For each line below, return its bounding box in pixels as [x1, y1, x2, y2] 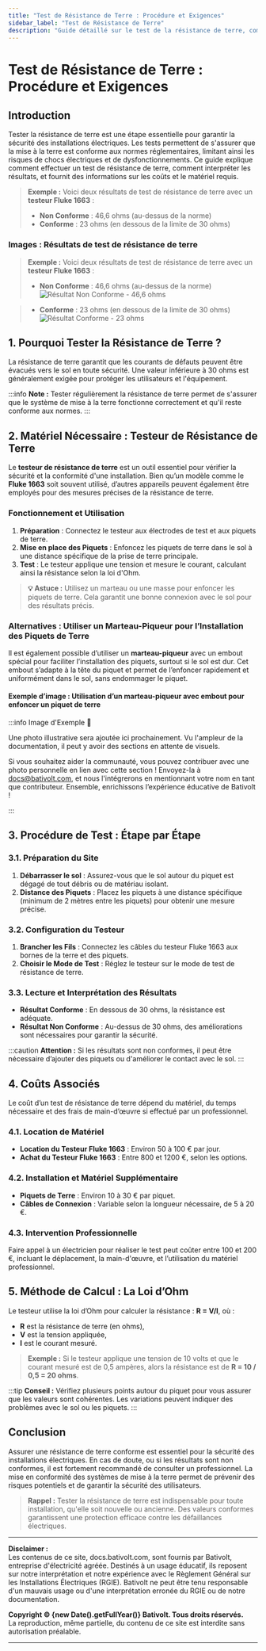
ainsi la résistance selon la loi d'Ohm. [19, 568, 141, 577]
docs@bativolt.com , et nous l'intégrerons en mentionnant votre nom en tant [8, 774, 255, 783]
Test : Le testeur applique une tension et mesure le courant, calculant [19, 560, 247, 569]
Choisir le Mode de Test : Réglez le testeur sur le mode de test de [19, 959, 235, 969]
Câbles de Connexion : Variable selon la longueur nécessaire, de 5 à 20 [19, 1198, 255, 1209]
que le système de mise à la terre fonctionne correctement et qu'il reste [8, 398, 242, 407]
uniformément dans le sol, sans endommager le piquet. [8, 673, 188, 682]
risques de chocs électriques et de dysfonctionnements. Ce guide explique [8, 155, 253, 165]
